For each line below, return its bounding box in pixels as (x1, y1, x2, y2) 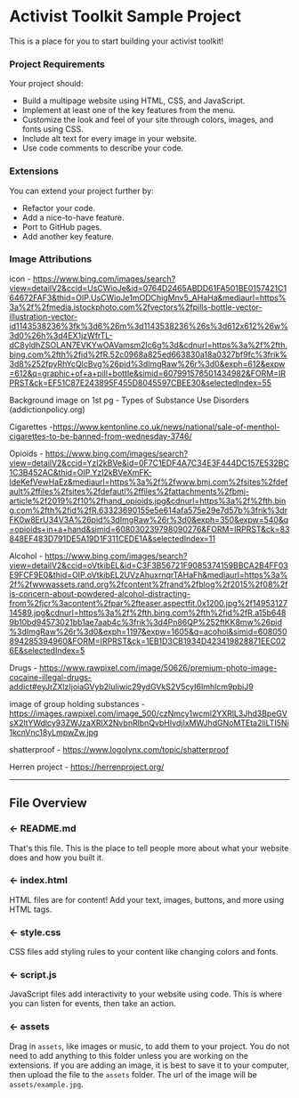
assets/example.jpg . (9, 1078, 84, 1089)
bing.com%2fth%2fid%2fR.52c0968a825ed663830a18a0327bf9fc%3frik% (9, 349, 287, 360)
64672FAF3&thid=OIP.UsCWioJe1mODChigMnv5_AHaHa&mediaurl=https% (9, 292, 287, 303)
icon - (9, 273, 31, 284)
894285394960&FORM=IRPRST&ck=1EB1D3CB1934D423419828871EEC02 (9, 635, 287, 647)
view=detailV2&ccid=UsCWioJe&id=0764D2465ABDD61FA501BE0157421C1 (9, 282, 287, 293)
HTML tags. (9, 904, 53, 915)
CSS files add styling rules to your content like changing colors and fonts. (9, 947, 279, 957)
